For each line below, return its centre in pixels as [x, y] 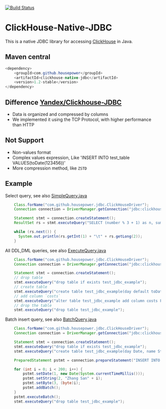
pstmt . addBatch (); [42, 388]
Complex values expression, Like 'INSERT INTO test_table [71, 157]
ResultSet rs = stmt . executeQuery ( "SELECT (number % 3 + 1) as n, [84, 223]
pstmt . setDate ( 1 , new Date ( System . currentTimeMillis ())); [84, 374]
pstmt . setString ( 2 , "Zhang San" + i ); [63, 379]
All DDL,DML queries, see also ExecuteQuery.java [56, 250]
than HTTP [23, 124]
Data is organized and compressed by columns [60, 114]
